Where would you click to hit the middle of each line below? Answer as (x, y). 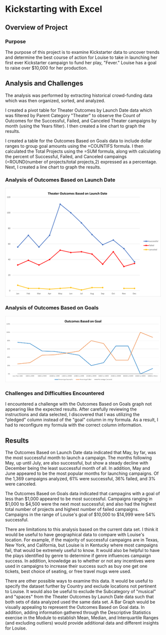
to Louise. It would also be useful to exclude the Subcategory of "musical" (81, 592)
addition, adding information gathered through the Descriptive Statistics (78, 613)
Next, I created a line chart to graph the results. (53, 167)
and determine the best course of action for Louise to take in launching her (81, 57)
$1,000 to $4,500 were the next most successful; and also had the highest (81, 504)
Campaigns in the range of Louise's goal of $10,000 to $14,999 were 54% (80, 514)
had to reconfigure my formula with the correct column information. (74, 425)
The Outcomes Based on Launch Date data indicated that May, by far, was (81, 453)
